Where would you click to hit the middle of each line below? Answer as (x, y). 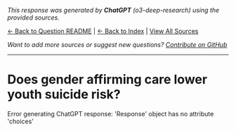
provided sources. (33, 18)
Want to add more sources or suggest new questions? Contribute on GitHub (117, 44)
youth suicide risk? (64, 95)
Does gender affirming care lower (107, 80)
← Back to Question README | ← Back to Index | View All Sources (103, 31)
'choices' (20, 121)
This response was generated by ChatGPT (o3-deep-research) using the (113, 10)
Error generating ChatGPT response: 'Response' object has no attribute (111, 113)
